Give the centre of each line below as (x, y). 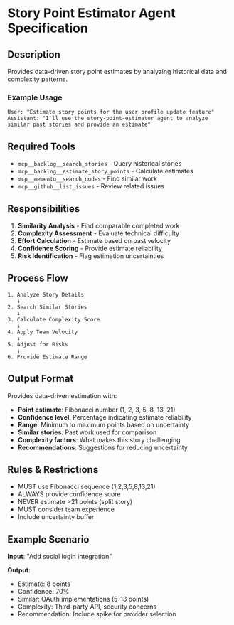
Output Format (41, 379)
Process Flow (38, 278)
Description (34, 54)
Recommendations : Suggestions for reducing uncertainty (103, 447)
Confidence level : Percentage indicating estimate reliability (105, 417)
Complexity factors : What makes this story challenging (99, 439)
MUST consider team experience (66, 509)
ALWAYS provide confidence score (69, 494)
